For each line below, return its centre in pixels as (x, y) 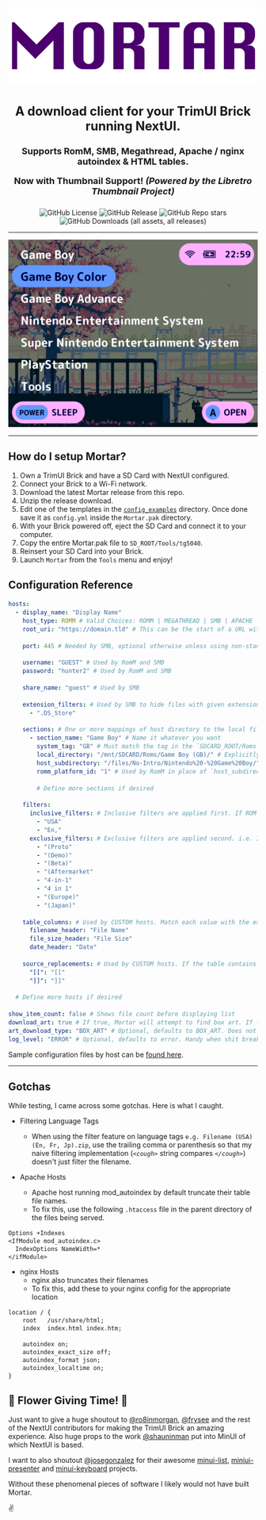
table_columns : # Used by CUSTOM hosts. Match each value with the (136, 922)
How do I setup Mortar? (67, 457)
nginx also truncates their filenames (90, 1280)
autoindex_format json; (62, 1361)
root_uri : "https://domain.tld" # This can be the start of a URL (134, 629)
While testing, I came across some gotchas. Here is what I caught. (116, 1106)
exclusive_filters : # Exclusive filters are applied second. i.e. (141, 839)
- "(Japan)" (57, 905)
